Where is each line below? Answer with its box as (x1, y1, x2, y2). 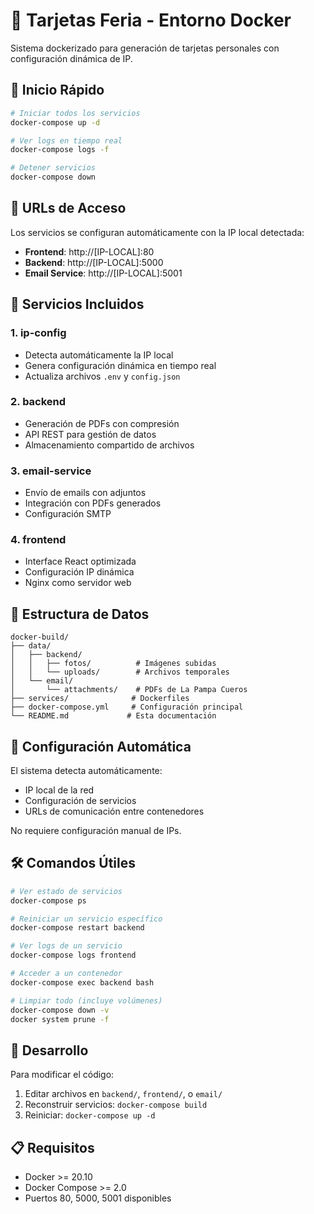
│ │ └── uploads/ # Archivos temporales (10, 667, 230, 678)
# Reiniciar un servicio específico (10, 914, 163, 924)
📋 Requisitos (10, 1139, 95, 1156)
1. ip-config (10, 326, 67, 340)
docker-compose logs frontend (10, 950, 137, 961)
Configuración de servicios (24, 795, 137, 807)
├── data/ (10, 641, 52, 651)
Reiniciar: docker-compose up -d (24, 1109, 156, 1121)
